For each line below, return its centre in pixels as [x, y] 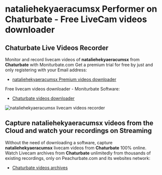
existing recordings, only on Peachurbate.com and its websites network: [78, 158]
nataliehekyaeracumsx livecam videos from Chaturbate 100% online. [76, 148]
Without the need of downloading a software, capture [59, 142]
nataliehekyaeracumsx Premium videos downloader [64, 79]
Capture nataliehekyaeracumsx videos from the [79, 123]
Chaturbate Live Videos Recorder [57, 48]
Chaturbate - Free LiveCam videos [76, 19]
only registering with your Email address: [46, 70]
